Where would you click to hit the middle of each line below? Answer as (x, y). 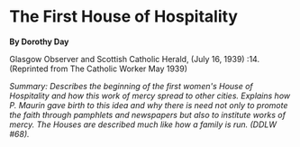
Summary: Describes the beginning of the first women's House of (132, 86)
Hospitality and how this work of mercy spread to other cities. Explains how (150, 96)
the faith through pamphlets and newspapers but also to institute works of (148, 115)
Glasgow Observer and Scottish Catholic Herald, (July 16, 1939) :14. (134, 59)
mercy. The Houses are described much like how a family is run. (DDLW (143, 124)
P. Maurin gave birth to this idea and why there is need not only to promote (149, 105)
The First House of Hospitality (124, 17)
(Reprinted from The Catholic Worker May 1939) (98, 69)
